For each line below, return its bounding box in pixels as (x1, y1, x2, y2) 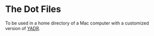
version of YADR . (5, 25, 41, 31)
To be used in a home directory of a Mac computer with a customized (5, 20, 149, 26)
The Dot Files (5, 3, 61, 15)
